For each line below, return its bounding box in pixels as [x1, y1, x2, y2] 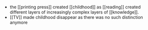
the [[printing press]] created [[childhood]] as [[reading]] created [9, 4, 141, 10]
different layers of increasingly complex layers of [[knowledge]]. [9, 9, 139, 15]
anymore [9, 19, 28, 25]
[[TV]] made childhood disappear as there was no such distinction [9, 15, 143, 20]
